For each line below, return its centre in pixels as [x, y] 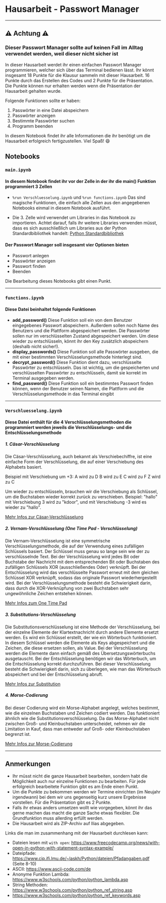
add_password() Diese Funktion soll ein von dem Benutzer [72, 320]
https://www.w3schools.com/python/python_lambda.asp [70, 879]
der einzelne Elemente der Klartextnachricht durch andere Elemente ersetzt [82, 632]
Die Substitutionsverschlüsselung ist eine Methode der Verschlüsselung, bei [83, 627]
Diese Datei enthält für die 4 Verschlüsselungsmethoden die [68, 422]
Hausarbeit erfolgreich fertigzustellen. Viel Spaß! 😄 [58, 141]
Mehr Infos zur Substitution [33, 684]
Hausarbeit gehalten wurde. [33, 91]
